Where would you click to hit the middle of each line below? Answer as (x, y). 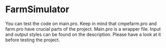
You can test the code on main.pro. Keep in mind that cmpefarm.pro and (81, 23)
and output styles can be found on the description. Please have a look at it (83, 34)
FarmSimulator (37, 9)
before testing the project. (33, 40)
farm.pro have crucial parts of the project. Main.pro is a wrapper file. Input (83, 29)
